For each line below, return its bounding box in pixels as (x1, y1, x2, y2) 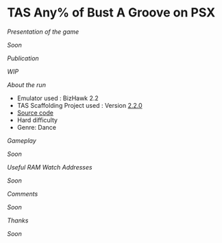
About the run (7, 80, 47, 89)
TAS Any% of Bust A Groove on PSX (7, 5, 216, 21)
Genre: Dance (16, 123, 57, 131)
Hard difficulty (16, 115, 58, 124)
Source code (16, 108, 53, 117)
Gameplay (7, 136, 36, 145)
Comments (7, 189, 38, 198)
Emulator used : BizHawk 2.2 (16, 94, 99, 102)
